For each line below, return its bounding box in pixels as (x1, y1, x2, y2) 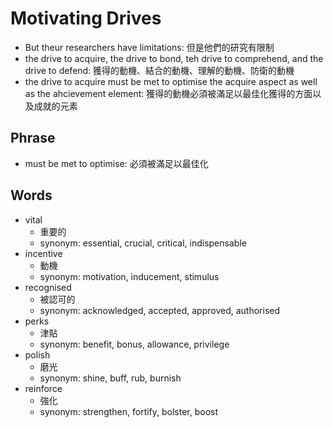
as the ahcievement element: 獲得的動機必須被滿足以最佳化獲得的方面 (24, 87, 313, 99)
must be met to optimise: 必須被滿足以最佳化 (24, 157, 209, 169)
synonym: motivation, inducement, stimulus (39, 270, 220, 282)
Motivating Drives (10, 7, 162, 30)
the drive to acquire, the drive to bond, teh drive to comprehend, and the (24, 52, 324, 64)
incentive (24, 247, 63, 259)
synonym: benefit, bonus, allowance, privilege (39, 338, 230, 350)
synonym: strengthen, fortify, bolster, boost (39, 405, 219, 417)
